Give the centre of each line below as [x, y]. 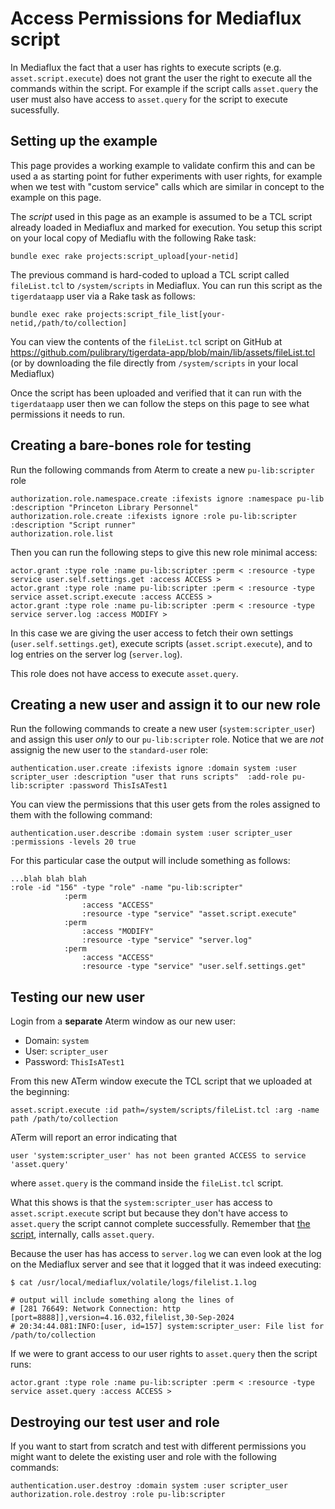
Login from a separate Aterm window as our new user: [123, 1021]
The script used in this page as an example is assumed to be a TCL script [161, 216]
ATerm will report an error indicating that [94, 1138]
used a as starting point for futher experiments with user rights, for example [166, 176]
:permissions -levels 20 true [73, 842]
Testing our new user [77, 997]
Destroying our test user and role [115, 1422]
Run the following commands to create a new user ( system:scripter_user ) [163, 729]
